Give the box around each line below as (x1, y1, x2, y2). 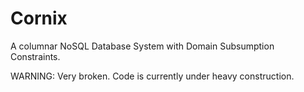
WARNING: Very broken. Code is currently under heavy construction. (10, 70, 295, 82)
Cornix (10, 7, 68, 30)
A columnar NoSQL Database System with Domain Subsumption (10, 40, 275, 52)
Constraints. (10, 50, 61, 62)
